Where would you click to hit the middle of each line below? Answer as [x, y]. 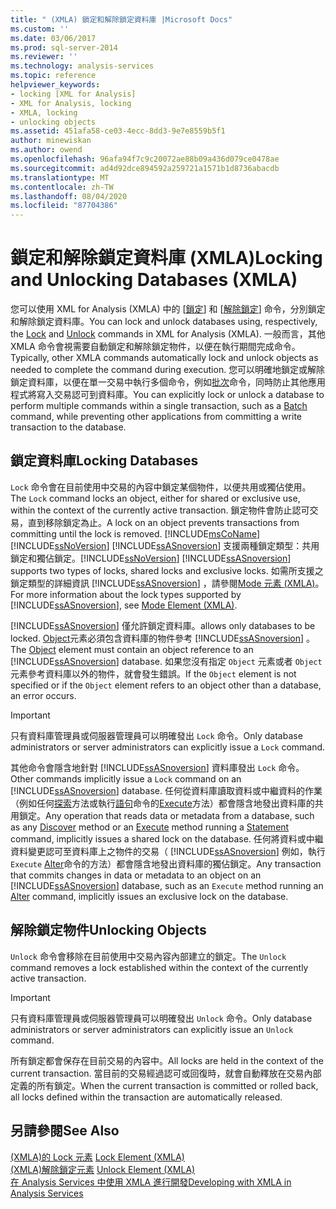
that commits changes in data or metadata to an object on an [136, 875]
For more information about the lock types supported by [126, 594]
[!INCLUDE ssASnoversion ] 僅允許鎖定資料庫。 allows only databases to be [163, 625]
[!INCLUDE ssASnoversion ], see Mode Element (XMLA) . [124, 605]
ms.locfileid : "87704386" [64, 206]
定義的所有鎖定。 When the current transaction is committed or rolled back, [164, 1085]
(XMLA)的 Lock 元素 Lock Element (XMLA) [97, 1157]
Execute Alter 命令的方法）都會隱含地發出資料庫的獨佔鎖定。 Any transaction [166, 863]
